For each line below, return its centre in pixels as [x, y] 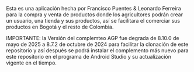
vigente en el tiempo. [32, 63]
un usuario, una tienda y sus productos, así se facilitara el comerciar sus [93, 21]
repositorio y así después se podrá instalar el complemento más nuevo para [97, 51]
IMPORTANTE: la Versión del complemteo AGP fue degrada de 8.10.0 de [93, 38]
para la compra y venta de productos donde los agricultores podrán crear [94, 15]
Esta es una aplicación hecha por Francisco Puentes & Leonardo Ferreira [93, 8]
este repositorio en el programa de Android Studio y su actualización [89, 57]
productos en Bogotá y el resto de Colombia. [60, 27]
